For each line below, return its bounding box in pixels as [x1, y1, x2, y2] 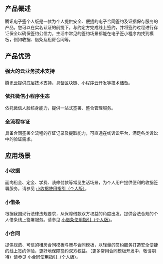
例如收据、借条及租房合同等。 [13, 36, 73, 42]
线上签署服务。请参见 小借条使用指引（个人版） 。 [17, 217, 115, 223]
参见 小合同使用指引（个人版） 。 [17, 254, 81, 260]
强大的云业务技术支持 [5, 68, 55, 75]
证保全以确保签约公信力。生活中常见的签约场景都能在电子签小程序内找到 [5, 31, 149, 36]
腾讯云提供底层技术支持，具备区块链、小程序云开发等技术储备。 [5, 79, 132, 86]
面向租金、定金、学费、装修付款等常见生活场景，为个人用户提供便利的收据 [5, 179, 154, 185]
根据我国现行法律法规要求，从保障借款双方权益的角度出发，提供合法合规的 [5, 211, 154, 217]
